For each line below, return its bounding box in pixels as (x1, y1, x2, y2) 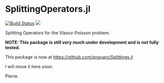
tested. (5, 44, 21, 50)
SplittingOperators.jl (5, 3, 91, 15)
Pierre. (5, 73, 19, 79)
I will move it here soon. (5, 63, 53, 69)
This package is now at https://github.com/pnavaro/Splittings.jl (5, 54, 133, 60)
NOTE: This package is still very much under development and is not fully (5, 39, 159, 45)
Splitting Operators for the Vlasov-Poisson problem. (5, 29, 110, 35)
